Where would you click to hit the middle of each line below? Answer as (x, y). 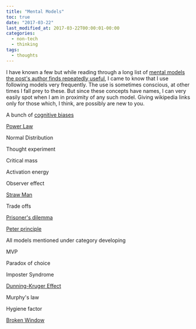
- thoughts (25, 55)
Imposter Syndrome (30, 274)
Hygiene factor (24, 308)
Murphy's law (23, 297)
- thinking (25, 45)
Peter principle (24, 229)
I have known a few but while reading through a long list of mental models (96, 72)
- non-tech (25, 39)
